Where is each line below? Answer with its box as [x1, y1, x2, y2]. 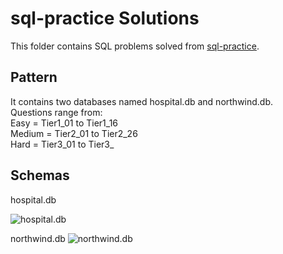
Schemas [10, 167, 70, 184]
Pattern [10, 69, 58, 86]
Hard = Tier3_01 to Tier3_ [10, 138, 115, 150]
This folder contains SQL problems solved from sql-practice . [10, 40, 260, 52]
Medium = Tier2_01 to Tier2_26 [10, 127, 138, 139]
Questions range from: [10, 106, 103, 118]
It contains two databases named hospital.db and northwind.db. [10, 95, 274, 107]
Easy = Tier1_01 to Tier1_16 [10, 117, 119, 129]
